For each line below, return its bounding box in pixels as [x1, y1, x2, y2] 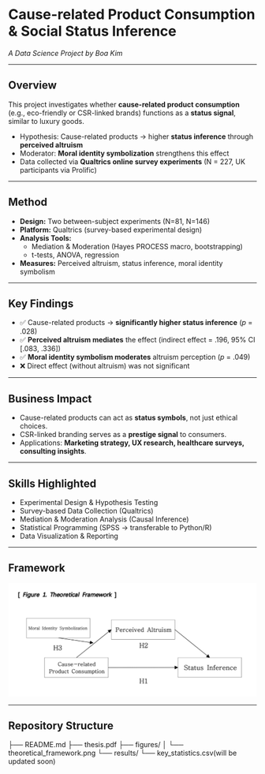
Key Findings [8, 297, 74, 310]
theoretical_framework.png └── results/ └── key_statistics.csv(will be [8, 748, 237, 758]
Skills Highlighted [8, 477, 97, 490]
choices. [19, 421, 48, 431]
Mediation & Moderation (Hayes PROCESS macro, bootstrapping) [31, 241, 243, 251]
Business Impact [8, 392, 92, 406]
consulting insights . [19, 447, 87, 456]
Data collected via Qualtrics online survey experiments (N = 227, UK [19, 156, 246, 166]
